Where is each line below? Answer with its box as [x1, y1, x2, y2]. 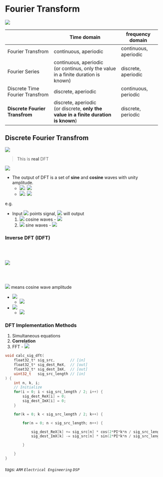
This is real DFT [16, 156, 49, 161]
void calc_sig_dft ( [5, 353, 45, 358]
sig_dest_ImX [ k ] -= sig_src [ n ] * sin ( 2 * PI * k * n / [31, 434, 131, 439]
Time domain [69, 34, 101, 40]
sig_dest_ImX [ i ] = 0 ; [22, 399, 66, 404]
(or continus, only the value [53, 65, 116, 71]
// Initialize [14, 385, 42, 390]
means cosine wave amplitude [11, 284, 72, 290]
